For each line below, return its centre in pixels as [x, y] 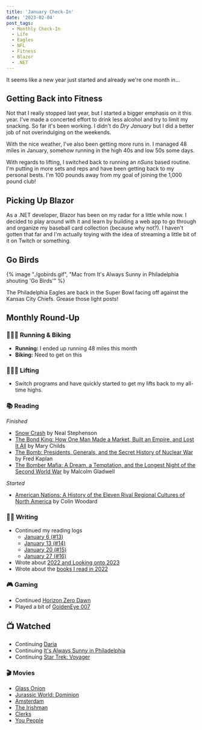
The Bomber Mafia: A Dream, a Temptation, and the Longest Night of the [105, 465]
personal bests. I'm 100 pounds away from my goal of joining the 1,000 [94, 175]
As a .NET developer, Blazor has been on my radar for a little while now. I [96, 215]
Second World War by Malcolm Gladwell [65, 471]
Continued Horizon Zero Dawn [53, 600]
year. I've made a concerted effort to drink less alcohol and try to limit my [97, 120]
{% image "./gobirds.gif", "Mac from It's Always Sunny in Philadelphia [93, 274]
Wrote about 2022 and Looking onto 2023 [67, 562]
